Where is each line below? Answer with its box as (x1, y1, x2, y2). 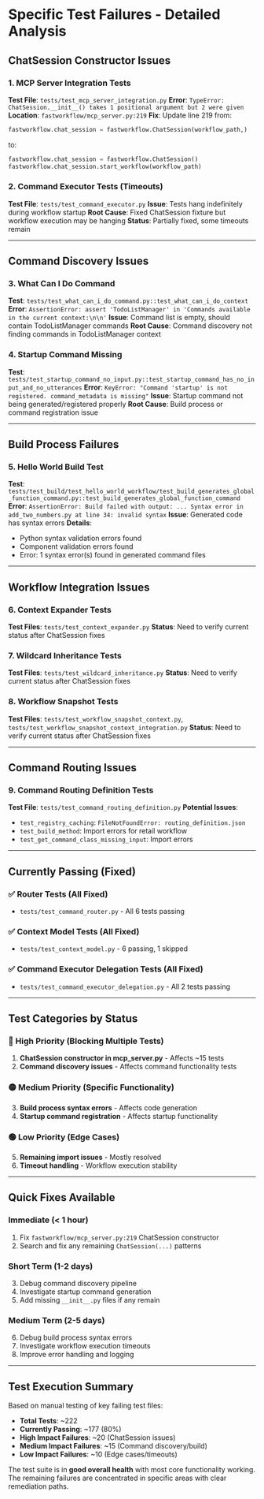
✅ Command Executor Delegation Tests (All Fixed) (8, 964, 204, 975)
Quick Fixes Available (8, 1191, 115, 1204)
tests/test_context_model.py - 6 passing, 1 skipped (19, 944, 189, 953)
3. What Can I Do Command (8, 278, 115, 289)
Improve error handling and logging (19, 1350, 134, 1359)
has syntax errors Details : (8, 518, 93, 528)
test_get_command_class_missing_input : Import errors (19, 834, 194, 845)
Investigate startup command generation (19, 1287, 152, 1296)
